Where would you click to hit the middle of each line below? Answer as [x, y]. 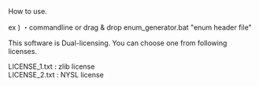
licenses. [23, 51]
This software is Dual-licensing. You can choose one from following [118, 43]
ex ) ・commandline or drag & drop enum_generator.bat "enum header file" [130, 27]
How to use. [28, 11]
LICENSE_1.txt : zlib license [52, 66]
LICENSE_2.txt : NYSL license [56, 75]
